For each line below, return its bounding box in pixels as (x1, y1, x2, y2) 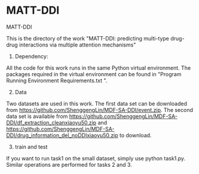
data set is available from (6, 113, 68, 120)
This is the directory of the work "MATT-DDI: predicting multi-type (6, 35, 169, 42)
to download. (119, 132, 152, 139)
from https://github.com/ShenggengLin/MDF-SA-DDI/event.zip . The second (6, 106, 193, 113)
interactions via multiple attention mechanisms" (19, 41, 136, 48)
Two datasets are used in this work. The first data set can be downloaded (6, 100, 187, 107)
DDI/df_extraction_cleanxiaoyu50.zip (6, 119, 97, 126)
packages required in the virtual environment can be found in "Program (6, 70, 182, 77)
